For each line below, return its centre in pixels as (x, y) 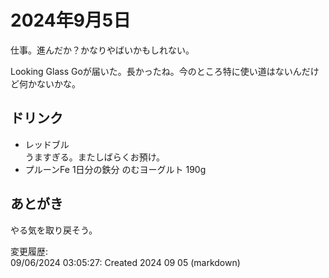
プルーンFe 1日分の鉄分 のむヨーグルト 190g (115, 169)
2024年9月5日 (71, 20)
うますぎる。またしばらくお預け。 (95, 157)
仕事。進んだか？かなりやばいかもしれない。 (102, 50)
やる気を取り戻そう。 (54, 230)
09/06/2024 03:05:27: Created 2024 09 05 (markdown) (125, 262)
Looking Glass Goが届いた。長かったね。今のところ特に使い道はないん (156, 71)
